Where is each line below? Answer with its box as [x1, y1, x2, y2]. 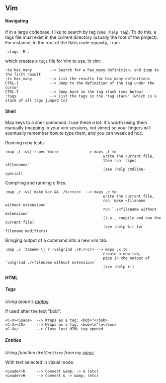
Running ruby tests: [5, 139, 45, 146]
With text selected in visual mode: [5, 359, 75, 365]
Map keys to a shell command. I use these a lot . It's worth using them [5, 119, 148, 125]
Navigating [5, 17, 29, 24]
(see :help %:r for [103, 224, 143, 229]
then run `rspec [103, 158, 137, 163]
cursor [5, 85, 19, 90]
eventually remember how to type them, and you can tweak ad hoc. [5, 130, 144, 136]
